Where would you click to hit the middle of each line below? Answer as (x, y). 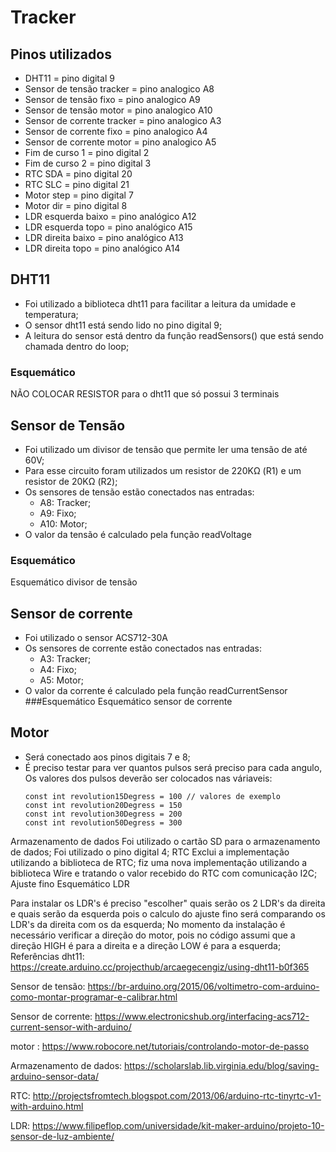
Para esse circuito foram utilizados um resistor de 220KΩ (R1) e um (163, 470)
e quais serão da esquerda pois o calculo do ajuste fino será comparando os (168, 913)
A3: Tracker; (65, 659)
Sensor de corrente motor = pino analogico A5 (120, 142)
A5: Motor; (61, 680)
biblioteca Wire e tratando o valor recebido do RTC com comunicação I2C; (164, 873)
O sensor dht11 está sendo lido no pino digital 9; (123, 325)
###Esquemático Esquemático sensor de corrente (128, 702)
